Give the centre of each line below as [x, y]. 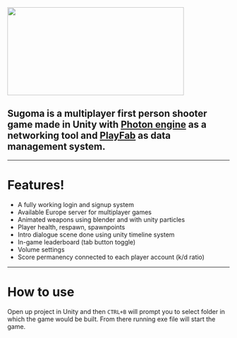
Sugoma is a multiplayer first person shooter [107, 114]
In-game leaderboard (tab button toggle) [77, 242]
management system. [56, 147]
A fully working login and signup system [76, 204]
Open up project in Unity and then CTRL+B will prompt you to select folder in [116, 311]
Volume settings [41, 249]
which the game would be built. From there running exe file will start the [111, 319]
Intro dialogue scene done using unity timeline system [96, 234]
